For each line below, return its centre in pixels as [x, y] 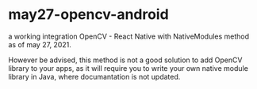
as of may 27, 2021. [40, 44]
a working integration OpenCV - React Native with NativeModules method [129, 36]
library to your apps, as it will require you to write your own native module [128, 68]
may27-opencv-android [88, 15]
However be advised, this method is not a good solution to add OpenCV [125, 60]
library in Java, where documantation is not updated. [94, 76]
